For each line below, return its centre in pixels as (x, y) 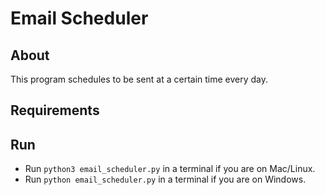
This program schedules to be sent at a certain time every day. (139, 79)
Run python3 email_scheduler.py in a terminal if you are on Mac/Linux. (170, 169)
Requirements (55, 110)
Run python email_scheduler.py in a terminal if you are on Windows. (165, 179)
